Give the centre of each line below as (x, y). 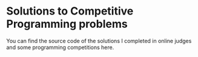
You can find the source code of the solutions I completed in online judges (99, 41)
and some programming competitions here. (60, 47)
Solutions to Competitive (70, 11)
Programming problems (67, 24)
